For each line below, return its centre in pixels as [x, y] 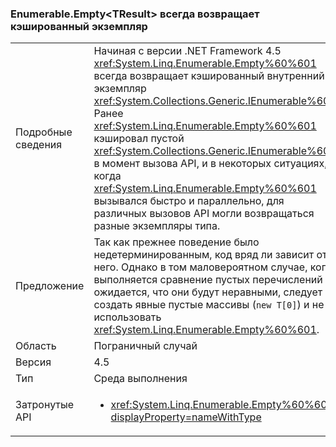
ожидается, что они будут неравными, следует [208, 292]
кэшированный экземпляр [79, 26]
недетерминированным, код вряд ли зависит [204, 255]
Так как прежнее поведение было [176, 242]
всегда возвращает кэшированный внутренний [209, 76]
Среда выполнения [140, 379]
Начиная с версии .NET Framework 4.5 [187, 51]
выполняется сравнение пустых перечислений [208, 280]
